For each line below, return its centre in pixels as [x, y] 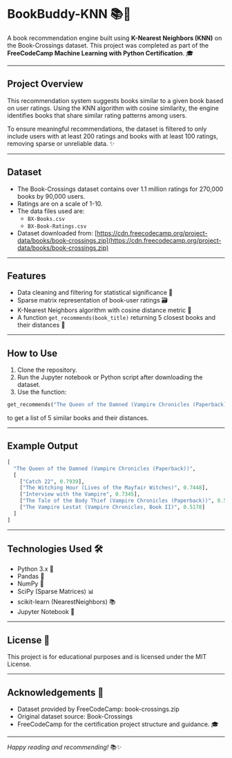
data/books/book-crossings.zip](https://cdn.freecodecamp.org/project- [119, 240]
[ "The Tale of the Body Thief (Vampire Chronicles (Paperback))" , [117, 501]
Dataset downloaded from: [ [57, 233]
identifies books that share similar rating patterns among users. [97, 115]
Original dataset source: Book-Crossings [75, 716]
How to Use [32, 353]
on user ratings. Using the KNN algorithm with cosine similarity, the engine [113, 108]
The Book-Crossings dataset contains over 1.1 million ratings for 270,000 [120, 189]
